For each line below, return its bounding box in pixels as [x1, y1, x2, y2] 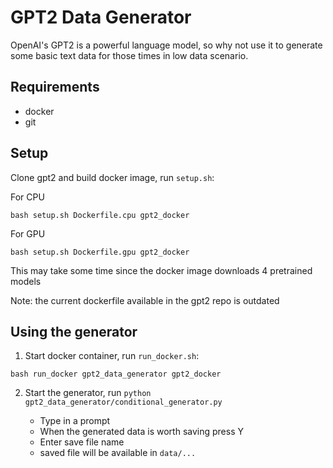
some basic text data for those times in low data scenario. [10, 49, 249, 61]
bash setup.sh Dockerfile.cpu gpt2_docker [10, 210, 190, 220]
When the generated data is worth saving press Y [39, 426, 244, 438]
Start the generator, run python [24, 387, 152, 399]
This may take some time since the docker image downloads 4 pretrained [10, 264, 313, 276]
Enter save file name [39, 436, 125, 448]
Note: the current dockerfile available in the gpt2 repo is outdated [10, 294, 280, 306]
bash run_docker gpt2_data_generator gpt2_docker [10, 369, 222, 380]
